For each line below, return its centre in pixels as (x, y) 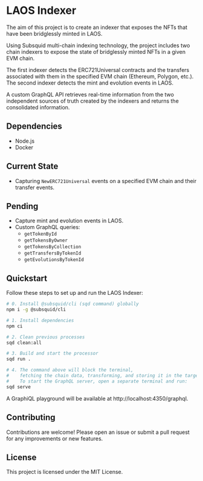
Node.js (25, 141)
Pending (22, 206)
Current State (32, 166)
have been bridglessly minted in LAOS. (54, 33)
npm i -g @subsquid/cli (36, 310)
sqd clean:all (24, 343)
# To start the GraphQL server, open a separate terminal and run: (97, 381)
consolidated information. (38, 107)
